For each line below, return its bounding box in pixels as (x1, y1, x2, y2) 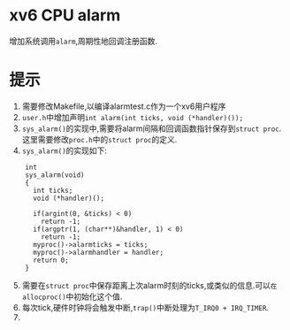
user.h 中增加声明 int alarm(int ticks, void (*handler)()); (21, 111, 244, 122)
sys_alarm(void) (25, 170, 86, 180)
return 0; (32, 256, 69, 265)
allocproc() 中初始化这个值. (21, 291, 123, 302)
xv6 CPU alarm (9, 5, 121, 26)
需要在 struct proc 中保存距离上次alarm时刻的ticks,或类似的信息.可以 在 (21, 280, 278, 290)
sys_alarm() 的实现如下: (21, 145, 108, 156)
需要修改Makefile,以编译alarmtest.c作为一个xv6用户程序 (21, 101, 226, 111)
